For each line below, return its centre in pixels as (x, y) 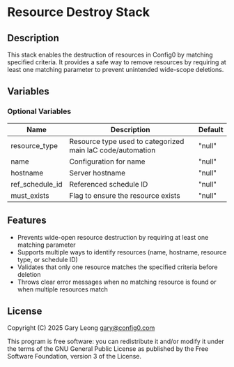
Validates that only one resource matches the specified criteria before (117, 267)
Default (211, 129)
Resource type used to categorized (127, 141)
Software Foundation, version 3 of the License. (74, 357)
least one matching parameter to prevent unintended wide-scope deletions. (116, 70)
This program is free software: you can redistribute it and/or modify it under (116, 341)
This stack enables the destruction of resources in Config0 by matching (110, 55)
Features (27, 221)
